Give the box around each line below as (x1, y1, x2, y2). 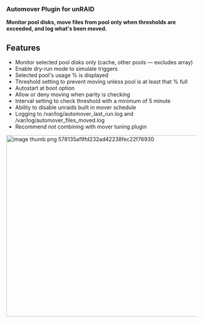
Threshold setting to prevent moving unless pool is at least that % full (14, 78, 188, 85)
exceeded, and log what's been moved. (6, 25, 108, 32)
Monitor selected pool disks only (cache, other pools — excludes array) (14, 59, 193, 66)
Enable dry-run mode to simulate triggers (14, 65, 118, 73)
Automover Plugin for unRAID (6, 5, 95, 13)
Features (6, 42, 40, 53)
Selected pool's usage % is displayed (14, 72, 109, 79)
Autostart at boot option (14, 84, 75, 92)
